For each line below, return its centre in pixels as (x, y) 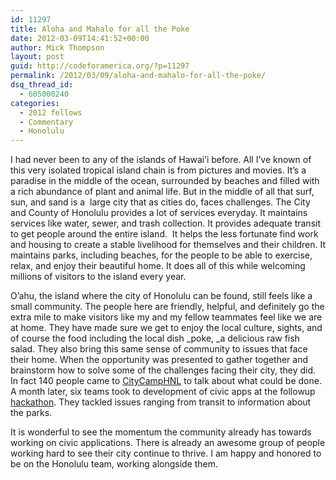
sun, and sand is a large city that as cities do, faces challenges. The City (160, 202)
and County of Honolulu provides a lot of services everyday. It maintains (159, 213)
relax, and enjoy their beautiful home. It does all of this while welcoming (158, 266)
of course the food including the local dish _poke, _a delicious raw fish (155, 338)
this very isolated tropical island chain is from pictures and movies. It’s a (158, 170)
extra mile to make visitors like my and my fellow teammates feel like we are (166, 317)
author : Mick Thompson (57, 47)
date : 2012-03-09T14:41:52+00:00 (80, 38)
